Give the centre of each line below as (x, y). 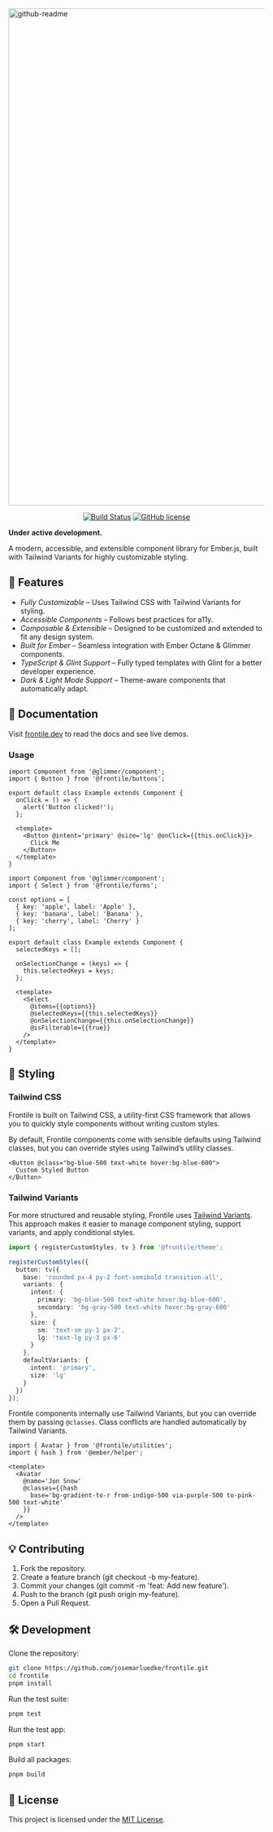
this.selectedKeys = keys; (69, 971)
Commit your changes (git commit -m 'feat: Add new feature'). (124, 1586)
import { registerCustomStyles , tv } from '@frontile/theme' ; (116, 1247)
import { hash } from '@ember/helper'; (76, 1453)
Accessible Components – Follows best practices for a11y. (117, 619)
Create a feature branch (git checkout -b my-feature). (110, 1577)
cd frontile (28, 1675)
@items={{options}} (63, 1006)
